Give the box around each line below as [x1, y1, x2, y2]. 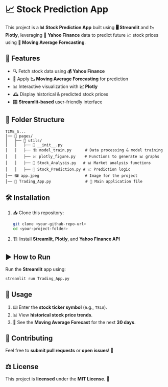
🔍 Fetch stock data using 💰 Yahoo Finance [12, 68, 105, 74]
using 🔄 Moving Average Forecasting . [5, 39, 86, 45]
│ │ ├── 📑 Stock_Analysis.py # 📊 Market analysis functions [5, 160, 151, 166]
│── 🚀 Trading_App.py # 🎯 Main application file [5, 179, 143, 184]
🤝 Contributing [5, 334, 53, 343]
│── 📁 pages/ [5, 133, 33, 139]
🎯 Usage [5, 290, 32, 299]
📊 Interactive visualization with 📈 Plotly [12, 83, 98, 89]
